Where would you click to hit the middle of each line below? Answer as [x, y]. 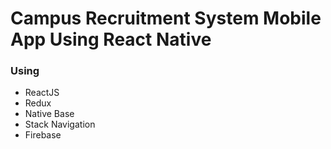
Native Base [49, 114]
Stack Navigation [60, 124]
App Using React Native [111, 39]
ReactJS [42, 93]
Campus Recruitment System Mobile [166, 18]
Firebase [43, 135]
